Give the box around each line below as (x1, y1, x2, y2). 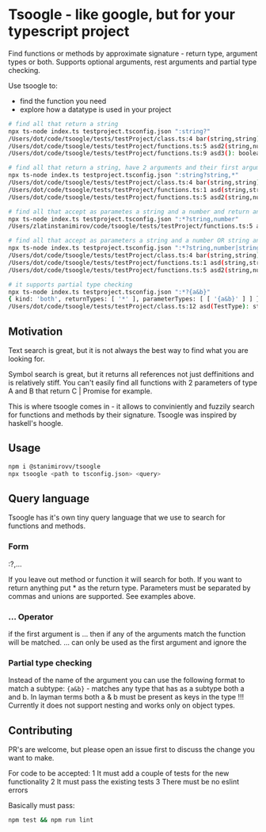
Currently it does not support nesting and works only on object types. (8, 700, 235, 711)
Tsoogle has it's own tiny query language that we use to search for (8, 513, 226, 523)
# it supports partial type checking (8, 280, 133, 289)
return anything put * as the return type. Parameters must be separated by (8, 583, 251, 592)
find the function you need (19, 96, 107, 105)
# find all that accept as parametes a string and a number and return (8, 208, 249, 216)
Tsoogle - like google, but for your (8, 6, 236, 24)
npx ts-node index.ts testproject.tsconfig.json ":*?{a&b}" (8, 288, 211, 296)
